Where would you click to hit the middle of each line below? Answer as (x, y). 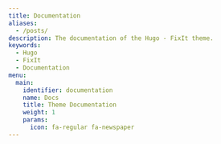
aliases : (23, 23)
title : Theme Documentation (70, 105)
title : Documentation (45, 16)
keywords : (25, 46)
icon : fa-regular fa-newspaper (82, 127)
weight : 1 (39, 113)
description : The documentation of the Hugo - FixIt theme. (111, 38)
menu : (17, 75)
